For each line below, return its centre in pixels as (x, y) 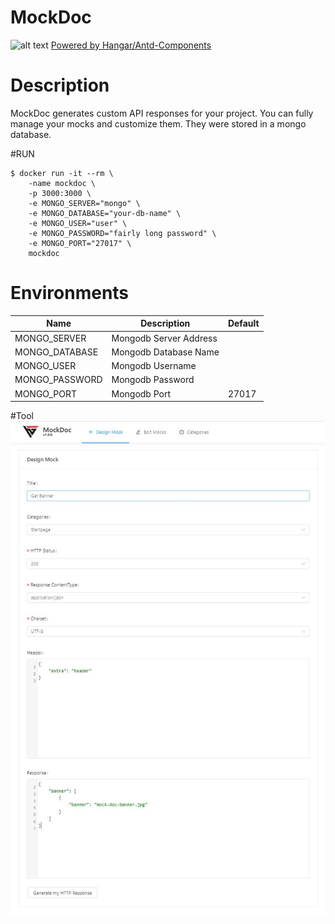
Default (243, 323)
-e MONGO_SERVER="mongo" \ (84, 203)
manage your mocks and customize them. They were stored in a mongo (158, 123)
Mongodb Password (153, 380)
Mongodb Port (141, 393)
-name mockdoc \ (62, 183)
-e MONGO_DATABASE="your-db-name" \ (105, 213)
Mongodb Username (154, 366)
